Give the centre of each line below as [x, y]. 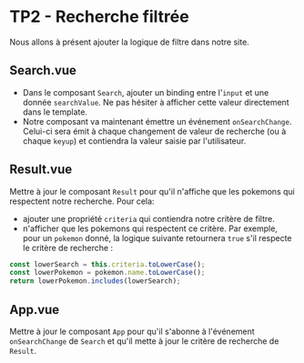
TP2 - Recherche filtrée [99, 17]
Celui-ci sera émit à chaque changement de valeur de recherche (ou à [154, 131]
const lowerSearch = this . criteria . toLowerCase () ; [107, 264]
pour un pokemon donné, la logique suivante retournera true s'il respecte [157, 237]
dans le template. [55, 112]
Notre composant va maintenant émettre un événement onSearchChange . [157, 121]
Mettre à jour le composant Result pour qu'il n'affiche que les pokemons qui [152, 191]
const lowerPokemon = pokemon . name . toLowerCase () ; [107, 273]
